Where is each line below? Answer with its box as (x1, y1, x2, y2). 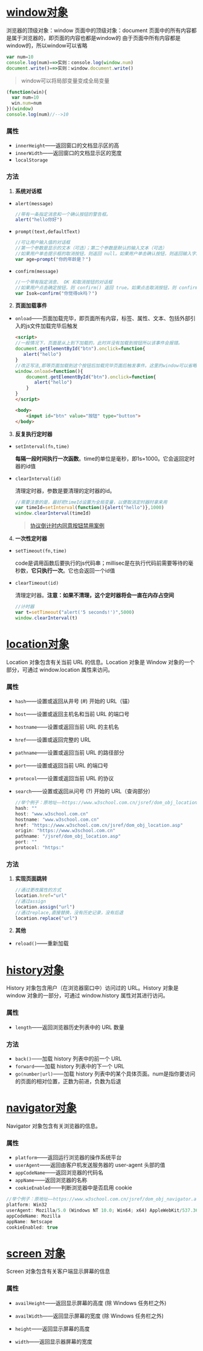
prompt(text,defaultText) (14, 229, 80, 235)
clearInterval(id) (14, 476, 62, 482)
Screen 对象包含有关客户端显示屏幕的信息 (6, 1267, 111, 1275)
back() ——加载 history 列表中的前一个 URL (14, 1054, 122, 1062)
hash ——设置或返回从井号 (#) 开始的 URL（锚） (14, 697, 133, 705)
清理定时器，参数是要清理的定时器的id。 (14, 487, 115, 494)
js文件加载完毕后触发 (25, 322, 78, 330)
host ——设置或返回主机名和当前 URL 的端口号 (14, 711, 130, 718)
